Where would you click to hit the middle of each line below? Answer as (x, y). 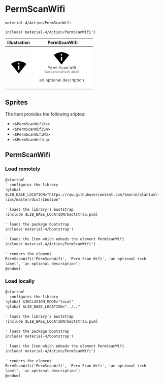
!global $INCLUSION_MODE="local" (39, 302)
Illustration (19, 42)
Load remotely (23, 169)
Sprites (16, 102)
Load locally (20, 281)
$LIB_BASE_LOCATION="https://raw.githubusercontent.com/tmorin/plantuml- (82, 194)
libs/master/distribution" (33, 199)
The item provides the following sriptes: (45, 114)
